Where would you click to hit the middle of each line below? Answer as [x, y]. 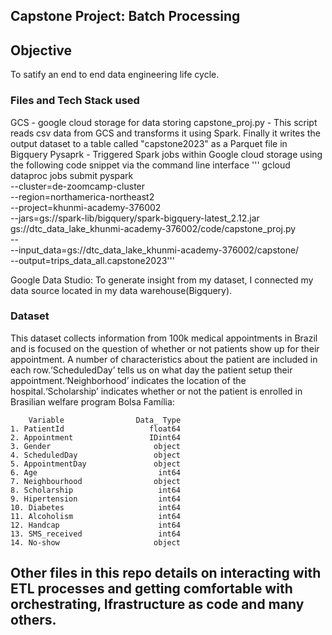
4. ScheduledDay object [96, 455]
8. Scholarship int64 [96, 490]
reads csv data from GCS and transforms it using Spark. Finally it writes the [165, 133]
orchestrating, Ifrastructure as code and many [157, 604]
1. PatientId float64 [96, 429]
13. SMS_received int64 [96, 534]
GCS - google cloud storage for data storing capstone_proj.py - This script [164, 122]
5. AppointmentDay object [96, 464]
